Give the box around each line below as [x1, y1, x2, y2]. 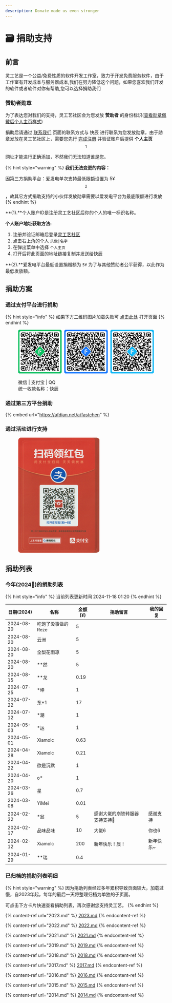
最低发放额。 [5, 268, 32, 274]
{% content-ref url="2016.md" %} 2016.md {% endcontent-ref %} [5, 972, 144, 978]
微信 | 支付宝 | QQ [18, 379, 56, 385]
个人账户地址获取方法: [5, 221, 52, 227]
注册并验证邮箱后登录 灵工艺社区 [12, 232, 80, 238]
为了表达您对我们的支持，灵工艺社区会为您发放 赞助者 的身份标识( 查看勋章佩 [5, 112, 166, 118]
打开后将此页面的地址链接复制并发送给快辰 [12, 250, 103, 257]
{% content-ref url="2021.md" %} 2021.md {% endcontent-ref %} [5, 932, 144, 938]
